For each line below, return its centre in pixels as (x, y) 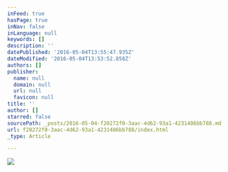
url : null (27, 91)
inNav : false (26, 26)
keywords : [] (26, 40)
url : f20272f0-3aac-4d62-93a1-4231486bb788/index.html (88, 130)
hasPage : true (28, 20)
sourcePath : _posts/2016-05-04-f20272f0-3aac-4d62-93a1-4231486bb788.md (114, 123)
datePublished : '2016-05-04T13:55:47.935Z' (71, 53)
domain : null (32, 85)
